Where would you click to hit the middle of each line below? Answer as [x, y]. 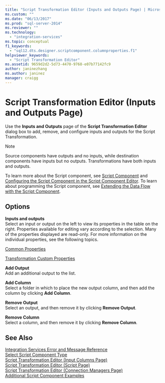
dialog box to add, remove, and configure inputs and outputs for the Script [80, 131]
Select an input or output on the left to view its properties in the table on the [82, 224]
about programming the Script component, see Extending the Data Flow [78, 186]
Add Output [17, 268]
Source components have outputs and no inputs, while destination [72, 155]
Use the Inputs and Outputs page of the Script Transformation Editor [76, 126]
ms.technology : [21, 32]
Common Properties [25, 249]
